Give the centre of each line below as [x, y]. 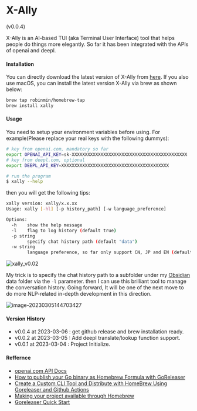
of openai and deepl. [31, 50]
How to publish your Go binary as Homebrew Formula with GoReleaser [100, 377]
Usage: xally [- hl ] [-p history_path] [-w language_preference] [86, 209]
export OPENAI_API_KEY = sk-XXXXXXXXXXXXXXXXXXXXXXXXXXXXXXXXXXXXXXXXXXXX [97, 154]
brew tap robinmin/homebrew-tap [45, 101]
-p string [23, 236]
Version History [26, 319]
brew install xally [30, 106]
